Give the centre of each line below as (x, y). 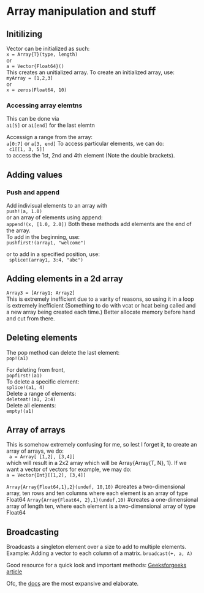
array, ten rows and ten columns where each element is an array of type (97, 493)
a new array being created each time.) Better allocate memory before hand (101, 312)
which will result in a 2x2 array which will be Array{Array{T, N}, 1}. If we (96, 463)
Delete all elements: (31, 405)
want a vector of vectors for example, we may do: (69, 469)
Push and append (33, 192)
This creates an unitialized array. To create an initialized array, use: (90, 72)
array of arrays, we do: (35, 451)
